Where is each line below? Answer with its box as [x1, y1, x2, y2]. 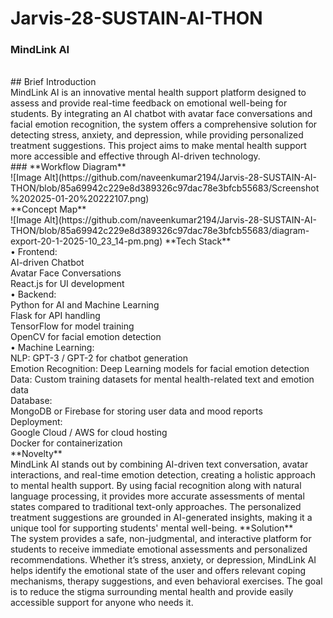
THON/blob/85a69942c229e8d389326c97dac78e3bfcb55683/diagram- [10, 225, 310, 237]
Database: [10, 395, 53, 407]
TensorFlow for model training [10, 320, 135, 332]
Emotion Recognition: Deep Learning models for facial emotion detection [10, 363, 310, 375]
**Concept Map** [10, 203, 87, 216]
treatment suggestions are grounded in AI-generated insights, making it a [10, 512, 313, 524]
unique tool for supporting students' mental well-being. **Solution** [10, 522, 294, 534]
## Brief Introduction [10, 76, 97, 88]
